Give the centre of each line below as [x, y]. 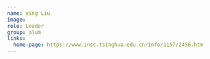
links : [16, 39]
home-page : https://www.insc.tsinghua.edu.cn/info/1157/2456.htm [108, 45]
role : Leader [26, 26]
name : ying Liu [29, 13]
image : [16, 20]
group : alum [24, 32]
